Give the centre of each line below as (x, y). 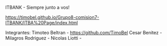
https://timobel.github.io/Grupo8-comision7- (52, 17)
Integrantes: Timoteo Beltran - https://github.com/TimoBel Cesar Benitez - (84, 32)
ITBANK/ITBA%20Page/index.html (42, 23)
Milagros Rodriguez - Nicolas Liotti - (44, 38)
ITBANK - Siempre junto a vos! (38, 7)
